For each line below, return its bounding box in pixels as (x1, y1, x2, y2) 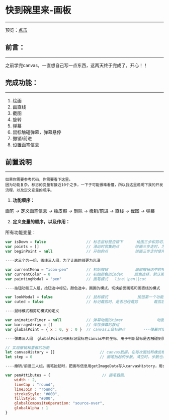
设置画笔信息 (12, 142, 39, 148)
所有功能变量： (5, 229, 36, 235)
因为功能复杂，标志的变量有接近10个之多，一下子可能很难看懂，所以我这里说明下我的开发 (5, 183, 163, 188)
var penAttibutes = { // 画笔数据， (5, 373, 128, 378)
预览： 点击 (5, 27, 28, 33)
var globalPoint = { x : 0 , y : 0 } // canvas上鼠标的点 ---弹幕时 (5, 327, 162, 332)
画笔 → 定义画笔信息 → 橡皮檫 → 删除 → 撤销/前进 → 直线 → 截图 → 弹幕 (5, 208, 155, 214)
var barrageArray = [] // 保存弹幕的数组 (5, 322, 120, 327)
